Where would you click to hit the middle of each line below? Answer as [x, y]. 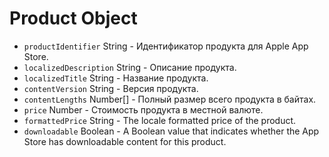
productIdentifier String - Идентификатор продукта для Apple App [166, 46]
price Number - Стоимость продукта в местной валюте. [143, 109]
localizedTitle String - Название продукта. [116, 78]
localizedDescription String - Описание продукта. [130, 67]
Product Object [73, 18]
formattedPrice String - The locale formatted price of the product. [160, 120]
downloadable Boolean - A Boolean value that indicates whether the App [171, 131]
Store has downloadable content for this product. [125, 141]
